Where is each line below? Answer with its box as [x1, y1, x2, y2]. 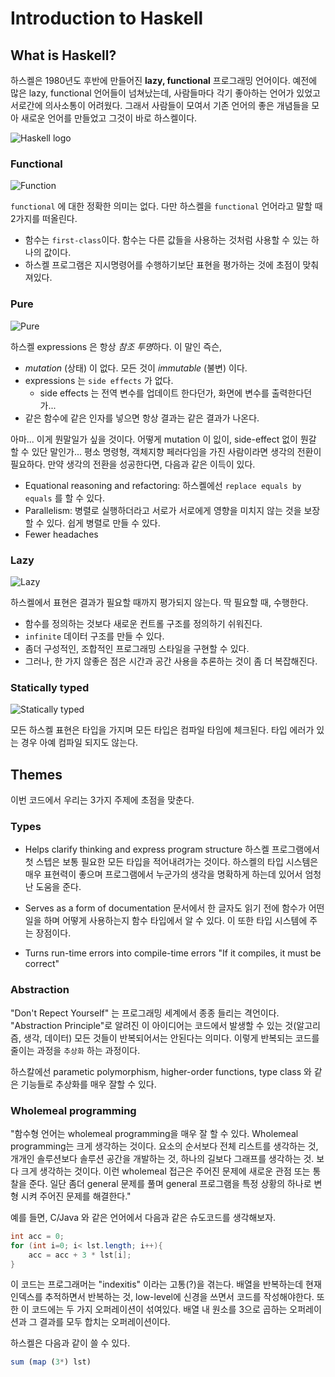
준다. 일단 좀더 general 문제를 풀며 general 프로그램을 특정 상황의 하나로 [28, 1177, 312, 1189]
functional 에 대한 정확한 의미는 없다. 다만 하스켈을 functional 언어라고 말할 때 [10, 200, 323, 212]
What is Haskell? [10, 47, 117, 64]
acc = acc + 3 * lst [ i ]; [28, 1250, 132, 1260]
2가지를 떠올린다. [10, 213, 78, 225]
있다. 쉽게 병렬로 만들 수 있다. [46, 517, 161, 529]
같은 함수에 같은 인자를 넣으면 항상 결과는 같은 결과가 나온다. [24, 412, 260, 424]
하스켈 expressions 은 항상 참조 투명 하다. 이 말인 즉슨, [10, 340, 223, 352]
